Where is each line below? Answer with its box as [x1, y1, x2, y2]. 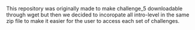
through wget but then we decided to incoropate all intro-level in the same [6, 11, 190, 18]
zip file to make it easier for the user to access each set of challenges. [6, 18, 180, 24]
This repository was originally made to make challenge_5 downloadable [6, 5, 183, 12]
